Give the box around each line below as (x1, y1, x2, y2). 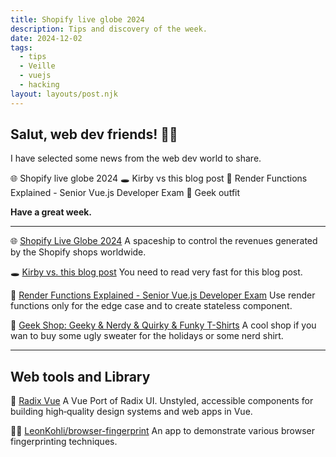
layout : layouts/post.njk (10, 89, 118, 99)
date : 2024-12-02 (10, 33, 83, 43)
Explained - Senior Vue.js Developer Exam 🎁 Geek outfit (10, 187, 241, 199)
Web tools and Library (10, 368, 151, 385)
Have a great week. (10, 206, 93, 218)
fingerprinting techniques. (10, 436, 118, 448)
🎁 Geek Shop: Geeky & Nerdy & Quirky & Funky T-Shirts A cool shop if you (10, 319, 317, 331)
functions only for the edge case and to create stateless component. (10, 300, 293, 312)
